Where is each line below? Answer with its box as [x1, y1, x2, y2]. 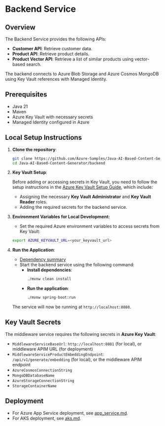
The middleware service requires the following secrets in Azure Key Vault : [5, 331, 157, 337]
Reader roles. [19, 199, 48, 205]
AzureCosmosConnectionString [12, 368, 72, 373]
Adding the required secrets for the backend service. [19, 204, 127, 210]
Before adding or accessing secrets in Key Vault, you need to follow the [12, 179, 158, 185]
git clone [12, 156, 33, 161]
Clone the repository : [12, 146, 57, 152]
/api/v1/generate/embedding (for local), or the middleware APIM [12, 356, 142, 362]
